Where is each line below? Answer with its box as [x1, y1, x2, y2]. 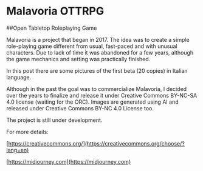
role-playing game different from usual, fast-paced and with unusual [6, 42, 177, 50]
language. [6, 73, 32, 81]
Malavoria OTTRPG [6, 4, 105, 18]
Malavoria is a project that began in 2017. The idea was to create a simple [6, 36, 190, 43]
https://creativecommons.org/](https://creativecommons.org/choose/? [8, 139, 185, 147]
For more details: [6, 128, 49, 135]
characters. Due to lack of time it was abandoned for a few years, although [6, 49, 194, 56]
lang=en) [6, 146, 29, 153]
